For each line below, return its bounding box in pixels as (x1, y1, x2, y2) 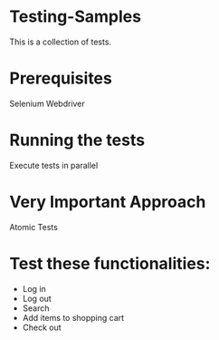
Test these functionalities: (9, 253, 211, 274)
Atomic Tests (9, 221, 59, 232)
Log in (22, 283, 47, 294)
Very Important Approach (9, 192, 206, 212)
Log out (22, 293, 52, 304)
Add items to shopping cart (22, 312, 125, 323)
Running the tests (9, 130, 146, 151)
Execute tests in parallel (9, 160, 99, 170)
